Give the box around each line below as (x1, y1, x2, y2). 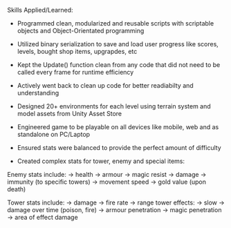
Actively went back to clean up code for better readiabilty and (17, 82, 194, 89)
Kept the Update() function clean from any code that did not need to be (17, 61, 221, 68)
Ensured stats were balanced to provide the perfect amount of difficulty (17, 144, 221, 151)
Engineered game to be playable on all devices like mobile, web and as (17, 123, 219, 131)
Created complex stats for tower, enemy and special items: (17, 157, 185, 165)
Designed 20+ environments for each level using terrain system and (17, 102, 211, 110)
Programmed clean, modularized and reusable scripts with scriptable (17, 19, 214, 27)
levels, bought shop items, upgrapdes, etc (17, 48, 138, 55)
